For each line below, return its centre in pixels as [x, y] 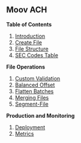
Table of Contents [29, 24]
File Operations [26, 67]
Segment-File [32, 104]
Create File [28, 42]
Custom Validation [37, 78]
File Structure [32, 49]
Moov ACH [27, 10]
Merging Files [32, 97]
